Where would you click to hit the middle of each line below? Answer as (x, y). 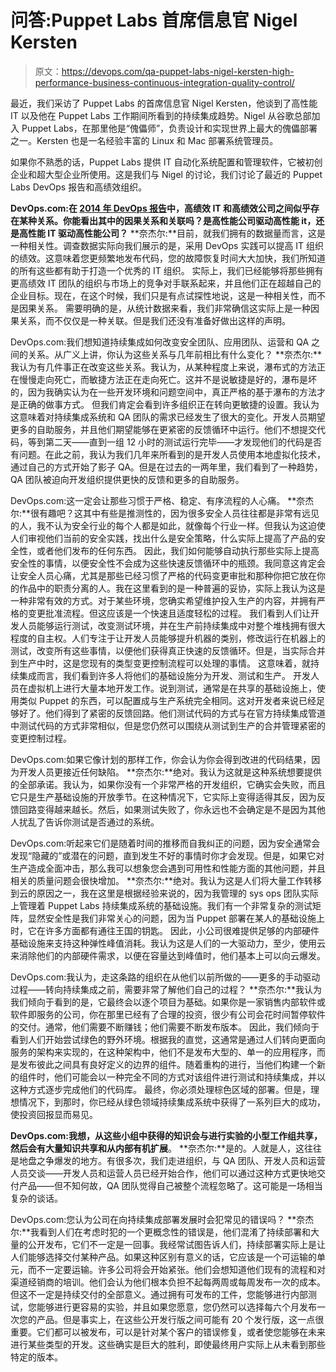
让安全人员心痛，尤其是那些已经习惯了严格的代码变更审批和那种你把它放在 (163, 575)
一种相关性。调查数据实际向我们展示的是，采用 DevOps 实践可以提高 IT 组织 (167, 245)
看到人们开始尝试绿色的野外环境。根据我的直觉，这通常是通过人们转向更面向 (168, 1039)
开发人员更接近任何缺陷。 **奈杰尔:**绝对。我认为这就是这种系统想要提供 (170, 772)
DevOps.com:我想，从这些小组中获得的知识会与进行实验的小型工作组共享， (166, 1135)
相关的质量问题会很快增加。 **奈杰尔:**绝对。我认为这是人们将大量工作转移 (166, 880)
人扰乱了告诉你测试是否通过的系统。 (85, 822)
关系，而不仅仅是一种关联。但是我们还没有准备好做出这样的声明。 (154, 320)
